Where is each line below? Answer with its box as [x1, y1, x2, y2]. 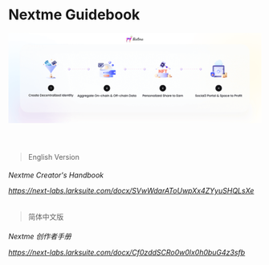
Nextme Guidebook [8, 6, 141, 24]
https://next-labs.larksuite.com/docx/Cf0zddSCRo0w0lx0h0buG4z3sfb [8, 247, 246, 258]
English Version [27, 152, 80, 161]
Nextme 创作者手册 [8, 231, 72, 242]
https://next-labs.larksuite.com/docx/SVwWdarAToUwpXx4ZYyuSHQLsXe [8, 186, 255, 196]
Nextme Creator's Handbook [8, 170, 104, 180]
